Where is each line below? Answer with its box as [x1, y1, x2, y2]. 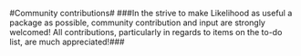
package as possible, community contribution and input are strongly [9, 17, 266, 28]
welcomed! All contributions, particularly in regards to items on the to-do [9, 27, 283, 37]
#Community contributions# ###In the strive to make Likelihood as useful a [9, 8, 293, 18]
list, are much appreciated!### [9, 36, 125, 47]
